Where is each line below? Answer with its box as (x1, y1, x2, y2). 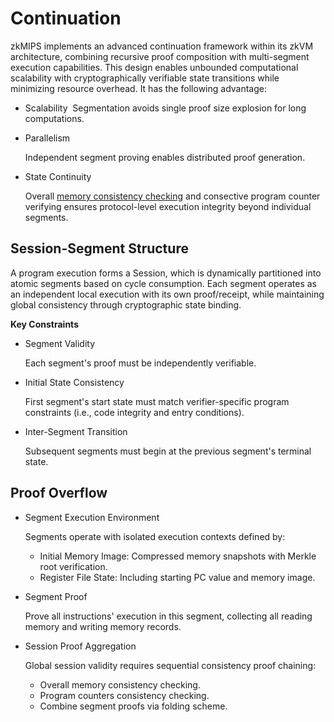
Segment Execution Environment (24, 511, 160, 523)
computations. (24, 112, 85, 124)
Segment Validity (24, 337, 96, 349)
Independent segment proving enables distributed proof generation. (24, 151, 306, 163)
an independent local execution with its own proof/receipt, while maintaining (10, 288, 325, 300)
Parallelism (24, 132, 71, 144)
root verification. (39, 560, 108, 572)
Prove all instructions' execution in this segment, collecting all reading (24, 610, 313, 622)
